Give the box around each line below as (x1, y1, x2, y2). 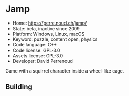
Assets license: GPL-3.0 (12, 52, 63, 59)
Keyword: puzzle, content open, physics (12, 36, 98, 42)
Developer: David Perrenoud (12, 58, 73, 64)
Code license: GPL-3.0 (12, 47, 60, 53)
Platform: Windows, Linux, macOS (12, 31, 85, 37)
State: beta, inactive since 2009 (12, 25, 80, 31)
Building (5, 83, 32, 91)
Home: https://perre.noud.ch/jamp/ (12, 20, 87, 26)
